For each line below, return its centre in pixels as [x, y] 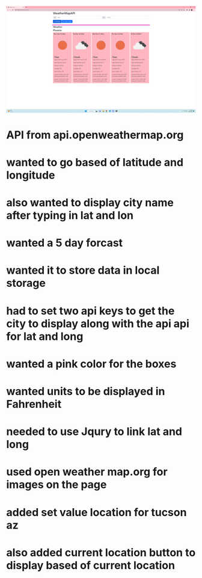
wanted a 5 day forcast [65, 243]
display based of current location [91, 565]
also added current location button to [101, 552]
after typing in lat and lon [70, 216]
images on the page [57, 485]
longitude [31, 175]
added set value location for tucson [96, 512]
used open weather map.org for [87, 472]
